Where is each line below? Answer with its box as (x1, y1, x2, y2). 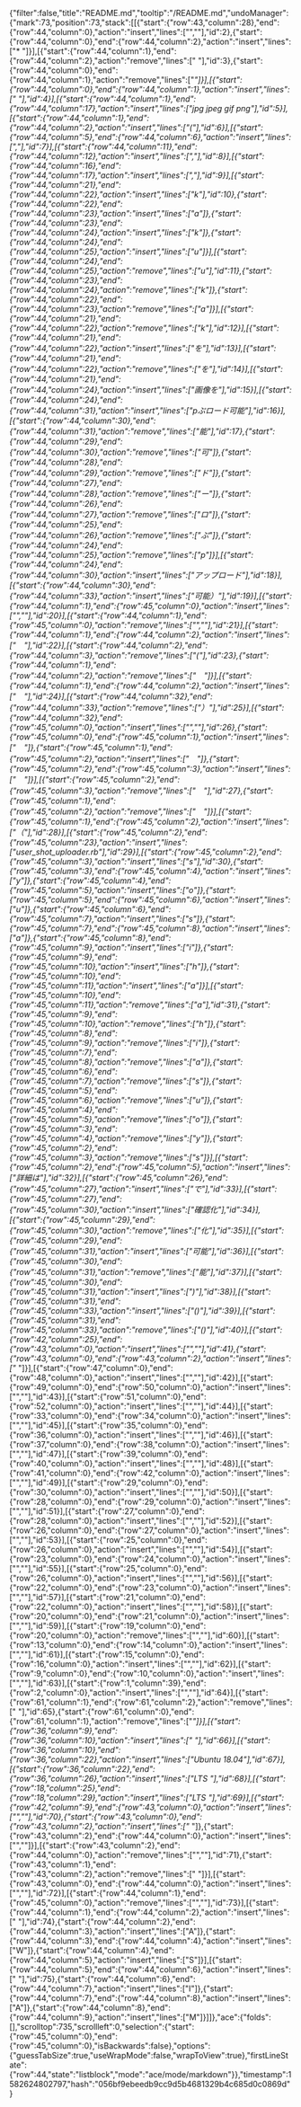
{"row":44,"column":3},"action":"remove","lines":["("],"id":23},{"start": (9, 651, 270, 660)
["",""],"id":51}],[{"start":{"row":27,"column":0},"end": (9, 1506, 205, 1517)
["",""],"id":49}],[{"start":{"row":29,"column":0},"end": (9, 1477, 208, 1488)
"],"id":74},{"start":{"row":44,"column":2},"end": (17, 1917, 196, 1926)
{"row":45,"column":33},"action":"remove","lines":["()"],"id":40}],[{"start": (9, 1324, 283, 1335)
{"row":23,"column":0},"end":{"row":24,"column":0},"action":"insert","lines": (9, 1554, 291, 1564)
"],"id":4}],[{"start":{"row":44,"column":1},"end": (17, 93, 197, 104)
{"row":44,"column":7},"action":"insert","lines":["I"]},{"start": (9, 1983, 234, 1994)
